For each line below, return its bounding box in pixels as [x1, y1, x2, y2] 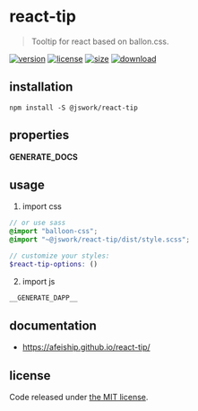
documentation [9, 319, 97, 334]
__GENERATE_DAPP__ [9, 293, 78, 302]
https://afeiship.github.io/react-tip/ [22, 342, 151, 353]
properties [9, 127, 70, 143]
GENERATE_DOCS [9, 151, 78, 162]
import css [22, 201, 63, 212]
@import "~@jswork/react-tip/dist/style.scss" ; [9, 235, 191, 244]
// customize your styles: [9, 251, 110, 260]
